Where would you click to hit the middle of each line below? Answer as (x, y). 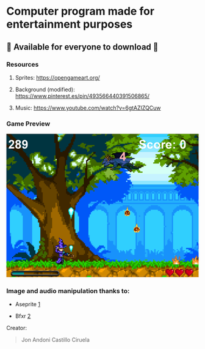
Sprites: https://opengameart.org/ (58, 77)
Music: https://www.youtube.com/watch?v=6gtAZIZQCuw (88, 108)
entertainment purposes (70, 24)
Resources (23, 64)
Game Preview (28, 124)
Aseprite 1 (28, 304)
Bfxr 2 (23, 316)
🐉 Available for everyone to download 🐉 (82, 47)
